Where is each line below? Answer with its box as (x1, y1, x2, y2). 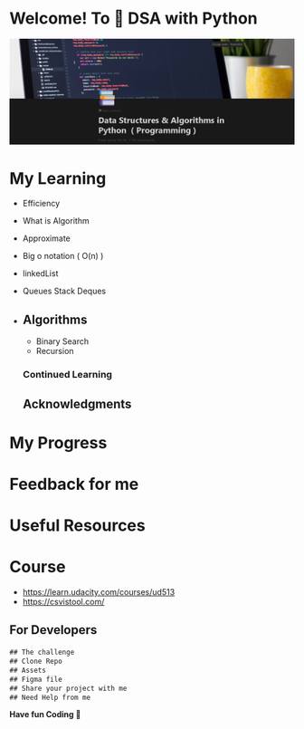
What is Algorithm (22, 216, 90, 226)
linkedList (22, 268, 59, 279)
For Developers (9, 622, 98, 638)
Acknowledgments (22, 396, 132, 411)
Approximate (22, 233, 71, 244)
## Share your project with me (9, 684, 128, 693)
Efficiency (22, 198, 61, 209)
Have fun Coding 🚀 (9, 708, 81, 719)
